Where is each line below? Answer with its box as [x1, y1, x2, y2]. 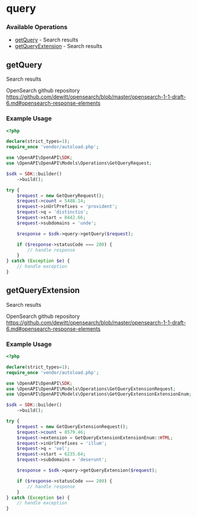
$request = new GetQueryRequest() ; [17, 192, 105, 198]
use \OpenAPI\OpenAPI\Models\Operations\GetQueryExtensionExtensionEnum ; [6, 391, 192, 397]
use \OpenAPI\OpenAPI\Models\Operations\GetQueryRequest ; [6, 160, 152, 166]
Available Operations [6, 23, 68, 31]
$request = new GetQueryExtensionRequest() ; [17, 423, 128, 429]
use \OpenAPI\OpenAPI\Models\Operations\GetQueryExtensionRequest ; [6, 386, 176, 392]
